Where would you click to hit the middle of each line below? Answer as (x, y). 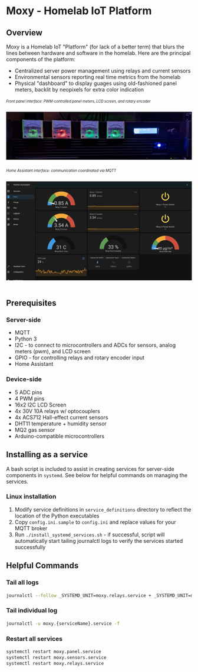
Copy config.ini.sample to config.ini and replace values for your (95, 522)
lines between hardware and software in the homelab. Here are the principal (98, 53)
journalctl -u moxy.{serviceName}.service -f (63, 624)
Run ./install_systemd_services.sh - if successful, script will (90, 535)
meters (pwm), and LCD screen (53, 352)
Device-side (24, 379)
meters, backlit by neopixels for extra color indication (79, 89)
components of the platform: (41, 59)
